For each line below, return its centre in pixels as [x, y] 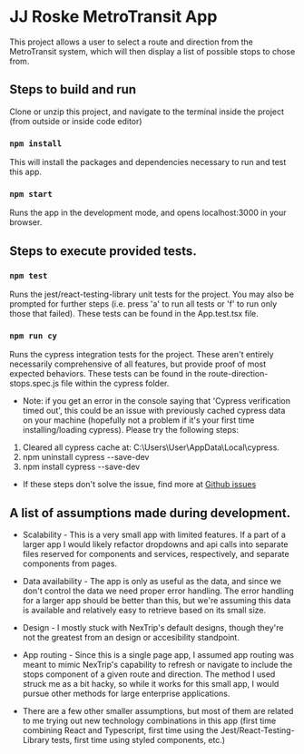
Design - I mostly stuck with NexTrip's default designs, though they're [153, 628]
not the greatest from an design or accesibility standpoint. [131, 638]
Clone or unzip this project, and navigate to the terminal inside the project [147, 112]
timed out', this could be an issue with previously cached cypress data [154, 411]
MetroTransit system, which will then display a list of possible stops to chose [152, 51]
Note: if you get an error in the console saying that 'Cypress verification [157, 401]
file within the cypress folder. [115, 384]
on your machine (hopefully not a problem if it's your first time [138, 420]
